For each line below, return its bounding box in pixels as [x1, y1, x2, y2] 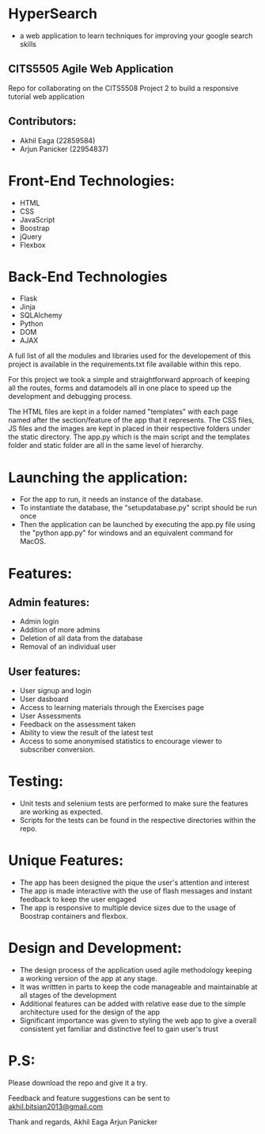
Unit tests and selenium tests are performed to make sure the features [19, 798, 249, 808]
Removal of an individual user [19, 642, 116, 651]
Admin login [19, 616, 59, 626]
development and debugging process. [8, 392, 133, 401]
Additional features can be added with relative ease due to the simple [19, 999, 246, 1008]
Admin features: [8, 595, 90, 609]
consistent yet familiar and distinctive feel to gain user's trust [19, 1024, 219, 1033]
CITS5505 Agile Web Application [8, 63, 174, 76]
